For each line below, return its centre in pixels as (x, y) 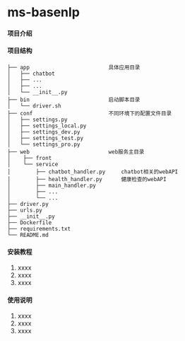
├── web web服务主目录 (76, 152)
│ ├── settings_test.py (45, 138)
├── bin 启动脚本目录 (74, 100)
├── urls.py (25, 210)
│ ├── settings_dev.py (44, 132)
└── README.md (28, 235)
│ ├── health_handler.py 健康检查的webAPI (87, 179)
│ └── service (33, 164)
